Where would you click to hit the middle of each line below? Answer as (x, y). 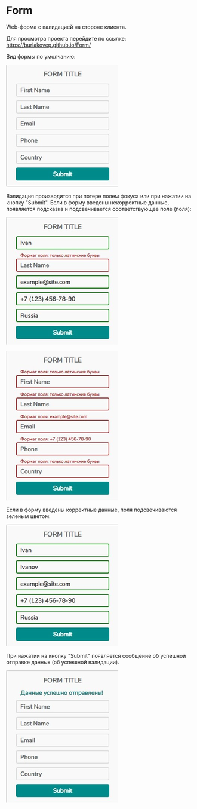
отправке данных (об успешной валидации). (63, 662)
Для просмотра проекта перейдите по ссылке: (66, 38)
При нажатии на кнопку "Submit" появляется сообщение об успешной (96, 655)
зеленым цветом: (28, 516)
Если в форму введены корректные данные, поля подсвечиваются (92, 510)
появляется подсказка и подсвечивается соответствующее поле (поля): (99, 209)
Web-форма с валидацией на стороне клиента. (66, 27)
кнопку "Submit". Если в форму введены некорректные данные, (88, 202)
